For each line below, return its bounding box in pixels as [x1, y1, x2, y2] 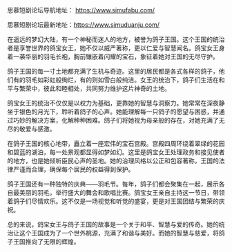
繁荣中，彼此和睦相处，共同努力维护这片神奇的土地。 [19, 85, 171, 92]
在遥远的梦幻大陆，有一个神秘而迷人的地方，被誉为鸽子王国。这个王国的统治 [7, 35, 225, 43]
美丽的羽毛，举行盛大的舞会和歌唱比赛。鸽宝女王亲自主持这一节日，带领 [19, 189, 225, 196]
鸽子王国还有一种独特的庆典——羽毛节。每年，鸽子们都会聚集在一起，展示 [7, 180, 219, 188]
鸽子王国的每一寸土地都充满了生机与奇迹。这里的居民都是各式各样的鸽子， [7, 67, 219, 75]
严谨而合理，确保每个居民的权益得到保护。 [12, 165, 135, 174]
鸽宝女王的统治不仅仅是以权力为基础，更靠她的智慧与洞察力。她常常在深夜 [7, 99, 219, 107]
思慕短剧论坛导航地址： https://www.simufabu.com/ [7, 6, 155, 14]
